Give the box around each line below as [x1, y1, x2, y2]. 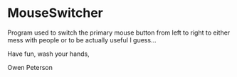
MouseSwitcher [7, 5, 103, 21]
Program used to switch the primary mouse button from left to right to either [7, 28, 231, 37]
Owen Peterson [7, 63, 53, 71]
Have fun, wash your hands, [7, 49, 90, 58]
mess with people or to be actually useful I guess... [7, 35, 157, 44]
